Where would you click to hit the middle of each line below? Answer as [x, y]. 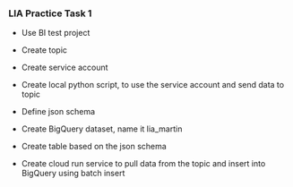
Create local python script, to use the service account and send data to [152, 85]
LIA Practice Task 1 [50, 13]
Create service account [65, 68]
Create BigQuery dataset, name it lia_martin [102, 129]
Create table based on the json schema [94, 147]
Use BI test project [56, 33]
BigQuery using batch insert [73, 174]
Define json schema [58, 112]
